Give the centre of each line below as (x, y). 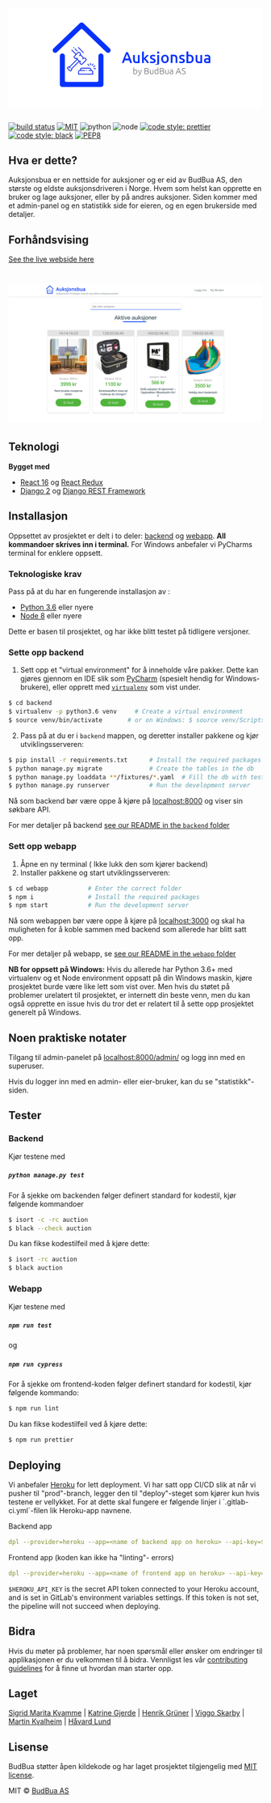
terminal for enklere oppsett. (56, 553)
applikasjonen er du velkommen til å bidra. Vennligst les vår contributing (128, 1659)
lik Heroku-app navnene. (91, 1511)
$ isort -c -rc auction (48, 1220)
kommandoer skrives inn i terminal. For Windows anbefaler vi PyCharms (130, 544)
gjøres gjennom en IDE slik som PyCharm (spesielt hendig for (122, 679)
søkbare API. (29, 810)
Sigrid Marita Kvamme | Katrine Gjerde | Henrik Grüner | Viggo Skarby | (126, 1713)
